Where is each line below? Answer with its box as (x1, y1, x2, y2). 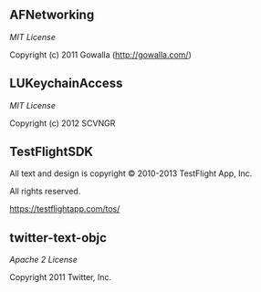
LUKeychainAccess (9, 76, 123, 91)
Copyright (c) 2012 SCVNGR (9, 118, 116, 129)
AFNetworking (9, 7, 95, 23)
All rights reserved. (9, 186, 81, 197)
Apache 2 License (9, 255, 78, 266)
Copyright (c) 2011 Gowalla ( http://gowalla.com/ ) (9, 49, 192, 60)
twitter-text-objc (9, 230, 108, 245)
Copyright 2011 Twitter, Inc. (9, 272, 112, 283)
